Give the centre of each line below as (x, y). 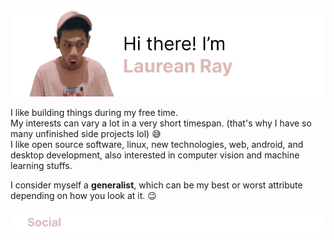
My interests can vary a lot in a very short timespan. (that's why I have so (161, 123)
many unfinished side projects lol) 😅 (86, 133)
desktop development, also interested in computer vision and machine (155, 155)
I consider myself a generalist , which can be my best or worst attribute (156, 185)
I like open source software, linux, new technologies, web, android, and (157, 144)
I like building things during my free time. (94, 112)
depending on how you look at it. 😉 (83, 195)
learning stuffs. (41, 165)
